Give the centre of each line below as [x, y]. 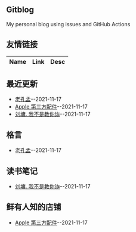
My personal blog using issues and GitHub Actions [68, 24]
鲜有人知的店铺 [34, 207]
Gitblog [20, 10]
